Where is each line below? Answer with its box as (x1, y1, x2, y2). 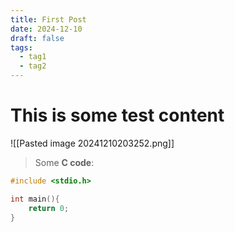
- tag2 (19, 61, 47, 71)
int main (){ (10, 194, 60, 204)
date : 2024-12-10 (10, 24, 83, 34)
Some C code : (34, 156, 95, 168)
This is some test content (10, 104, 225, 127)
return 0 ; (28, 203, 70, 213)
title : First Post (10, 14, 87, 25)
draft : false (10, 33, 65, 43)
